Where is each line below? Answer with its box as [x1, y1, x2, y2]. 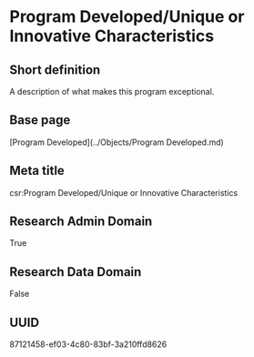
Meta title [9, 163, 66, 178]
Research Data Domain [9, 264, 142, 280]
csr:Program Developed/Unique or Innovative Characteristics [9, 187, 239, 198]
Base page [9, 112, 71, 128]
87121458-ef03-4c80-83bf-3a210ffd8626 [9, 339, 168, 350]
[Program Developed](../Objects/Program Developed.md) [9, 137, 225, 148]
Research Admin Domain [9, 214, 153, 229]
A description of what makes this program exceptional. [9, 87, 215, 97]
